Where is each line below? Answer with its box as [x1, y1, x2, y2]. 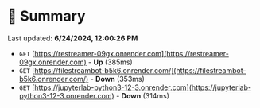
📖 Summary [7, 7, 86, 25]
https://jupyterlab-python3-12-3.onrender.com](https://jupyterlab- [34, 83, 252, 92]
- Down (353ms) [90, 74, 145, 83]
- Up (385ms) [87, 57, 133, 67]
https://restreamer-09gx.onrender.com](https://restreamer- [34, 48, 230, 58]
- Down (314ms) [115, 91, 170, 100]
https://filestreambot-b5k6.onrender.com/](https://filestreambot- [34, 65, 246, 75]
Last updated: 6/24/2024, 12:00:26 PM [7, 33, 138, 43]
